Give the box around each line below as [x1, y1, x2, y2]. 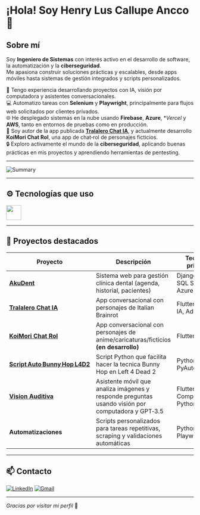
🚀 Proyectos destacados [6, 236, 99, 246]
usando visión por [96, 399, 146, 408]
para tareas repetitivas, [96, 424, 161, 432]
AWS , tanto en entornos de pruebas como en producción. [6, 121, 148, 128]
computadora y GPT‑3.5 [96, 407, 164, 415]
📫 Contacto [6, 466, 52, 477]
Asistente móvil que [96, 377, 151, 385]
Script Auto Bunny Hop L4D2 [9, 360, 90, 368]
